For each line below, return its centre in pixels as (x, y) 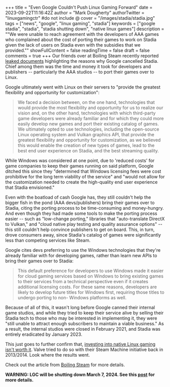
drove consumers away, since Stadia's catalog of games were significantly (83, 235)
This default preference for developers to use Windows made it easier (91, 271)
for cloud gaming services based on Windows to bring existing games (90, 276)
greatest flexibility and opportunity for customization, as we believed (89, 140)
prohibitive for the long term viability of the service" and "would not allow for (85, 177)
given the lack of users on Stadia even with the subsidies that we (73, 45)
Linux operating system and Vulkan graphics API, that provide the (86, 134)
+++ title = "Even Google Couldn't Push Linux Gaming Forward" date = (79, 7)
